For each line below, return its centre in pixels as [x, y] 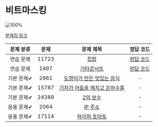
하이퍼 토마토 [92, 116]
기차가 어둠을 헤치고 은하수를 [92, 88]
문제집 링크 [16, 35]
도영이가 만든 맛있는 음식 [92, 78]
